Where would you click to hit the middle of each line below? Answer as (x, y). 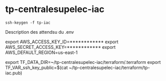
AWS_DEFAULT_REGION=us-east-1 (41, 52)
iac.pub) (14, 73)
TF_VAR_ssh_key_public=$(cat (36, 67)
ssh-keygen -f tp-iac (28, 23)
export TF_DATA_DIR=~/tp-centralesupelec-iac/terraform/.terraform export (83, 62)
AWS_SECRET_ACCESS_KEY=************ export (60, 47)
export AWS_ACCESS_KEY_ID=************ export (62, 42)
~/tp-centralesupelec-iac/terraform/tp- (109, 67)
